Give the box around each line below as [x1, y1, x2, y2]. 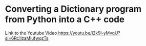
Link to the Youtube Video [5, 30, 57, 36]
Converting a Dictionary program [5, 3, 142, 15]
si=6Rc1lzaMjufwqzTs [5, 35, 49, 41]
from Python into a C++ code [5, 14, 125, 25]
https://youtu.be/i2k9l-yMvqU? [58, 30, 121, 36]
